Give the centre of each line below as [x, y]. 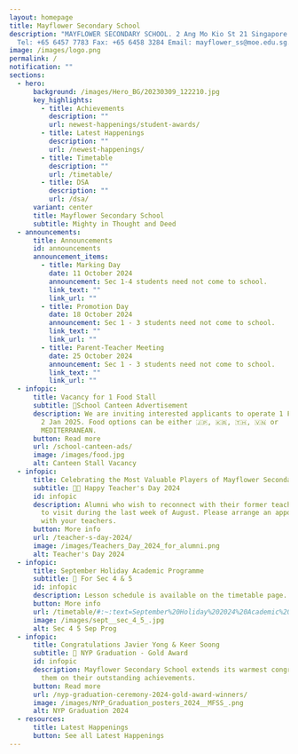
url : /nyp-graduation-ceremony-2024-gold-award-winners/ [140, 694]
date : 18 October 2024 [90, 315]
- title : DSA [65, 183]
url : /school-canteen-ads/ [82, 447]
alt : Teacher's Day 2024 [78, 554]
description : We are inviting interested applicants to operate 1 [158, 414]
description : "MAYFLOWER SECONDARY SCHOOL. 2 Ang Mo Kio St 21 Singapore [149, 34]
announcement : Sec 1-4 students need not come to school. [158, 282]
